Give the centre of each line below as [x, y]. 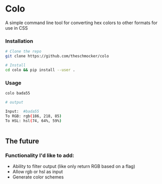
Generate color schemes [38, 177]
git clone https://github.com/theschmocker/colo [57, 56]
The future [22, 141]
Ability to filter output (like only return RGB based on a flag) [74, 166]
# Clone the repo [23, 52]
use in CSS [17, 28]
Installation [19, 41]
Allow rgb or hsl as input [37, 171]
